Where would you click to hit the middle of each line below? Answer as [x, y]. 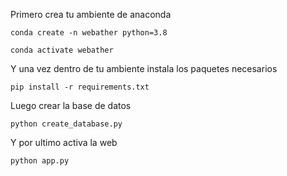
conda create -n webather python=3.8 [89, 33]
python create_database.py [66, 124]
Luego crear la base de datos [71, 105]
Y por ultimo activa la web [64, 142]
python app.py [40, 161]
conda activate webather [62, 50]
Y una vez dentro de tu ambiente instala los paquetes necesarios [144, 68]
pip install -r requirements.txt [80, 87]
